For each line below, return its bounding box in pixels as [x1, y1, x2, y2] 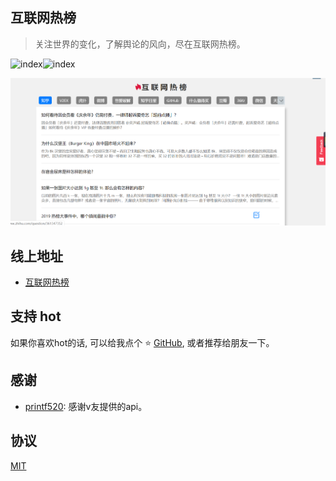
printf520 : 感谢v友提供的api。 [24, 400, 148, 412]
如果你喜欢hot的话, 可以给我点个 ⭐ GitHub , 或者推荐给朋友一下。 [10, 336, 275, 348]
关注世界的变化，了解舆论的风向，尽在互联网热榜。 [34, 38, 246, 50]
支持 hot [10, 308, 62, 325]
